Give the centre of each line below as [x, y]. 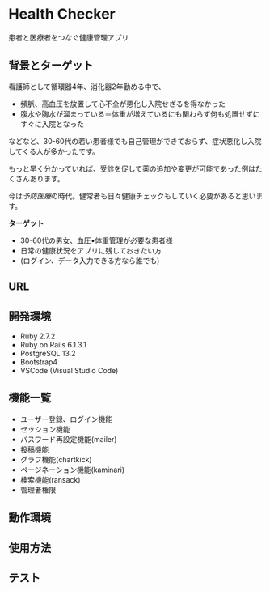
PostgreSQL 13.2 [48, 353]
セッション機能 [45, 429]
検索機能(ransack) [50, 479]
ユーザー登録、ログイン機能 [66, 419]
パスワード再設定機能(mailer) [68, 439]
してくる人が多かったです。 [54, 151]
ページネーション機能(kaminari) [72, 470]
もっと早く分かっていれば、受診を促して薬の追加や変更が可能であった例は [132, 168]
